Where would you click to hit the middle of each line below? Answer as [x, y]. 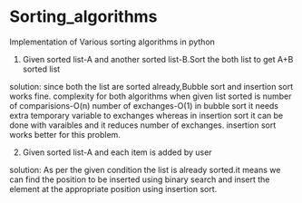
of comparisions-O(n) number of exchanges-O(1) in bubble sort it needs [144, 105]
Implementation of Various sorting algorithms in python [112, 42]
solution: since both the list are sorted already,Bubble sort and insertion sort [151, 86]
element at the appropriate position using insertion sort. [113, 188]
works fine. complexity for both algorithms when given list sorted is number [151, 96]
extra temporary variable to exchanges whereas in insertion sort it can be [146, 115]
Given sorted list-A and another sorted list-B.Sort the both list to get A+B [158, 59]
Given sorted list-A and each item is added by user [117, 152]
